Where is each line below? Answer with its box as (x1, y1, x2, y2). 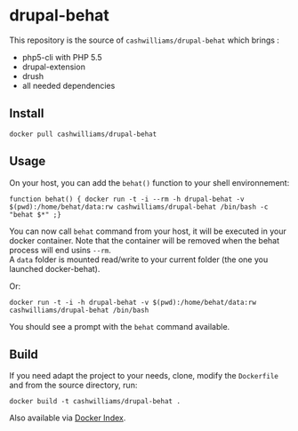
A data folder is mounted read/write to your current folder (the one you (9, 254, 269, 265)
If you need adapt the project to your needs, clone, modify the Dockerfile (9, 371, 278, 381)
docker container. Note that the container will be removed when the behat (9, 235, 280, 245)
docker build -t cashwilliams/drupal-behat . (9, 397, 181, 406)
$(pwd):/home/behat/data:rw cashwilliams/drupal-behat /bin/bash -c (9, 202, 269, 212)
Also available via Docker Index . (9, 412, 126, 423)
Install (9, 106, 44, 121)
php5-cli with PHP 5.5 (21, 52, 102, 62)
